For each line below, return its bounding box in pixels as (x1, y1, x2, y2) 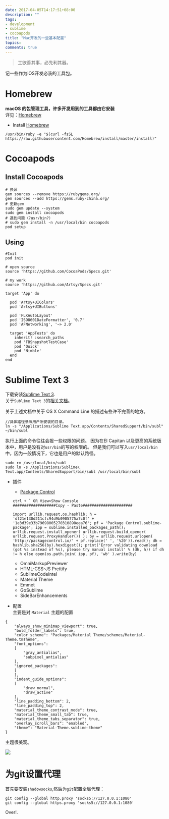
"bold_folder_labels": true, (14, 628, 76, 633)
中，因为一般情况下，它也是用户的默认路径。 (5, 450, 98, 457)
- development (5, 21, 35, 27)
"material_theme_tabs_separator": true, (14, 717, 100, 722)
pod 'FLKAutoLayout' (10, 313, 53, 318)
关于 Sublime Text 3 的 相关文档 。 (5, 398, 73, 404)
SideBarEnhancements (20, 592, 68, 598)
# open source (5, 264, 35, 270)
